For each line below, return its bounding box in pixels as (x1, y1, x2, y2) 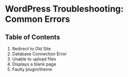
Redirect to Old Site (12, 46, 51, 51)
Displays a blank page (12, 62, 57, 67)
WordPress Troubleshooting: (5, 3, 124, 15)
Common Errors (5, 14, 70, 25)
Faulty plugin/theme (12, 66, 52, 72)
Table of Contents (5, 33, 61, 41)
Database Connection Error (12, 51, 67, 57)
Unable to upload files (12, 56, 56, 62)
